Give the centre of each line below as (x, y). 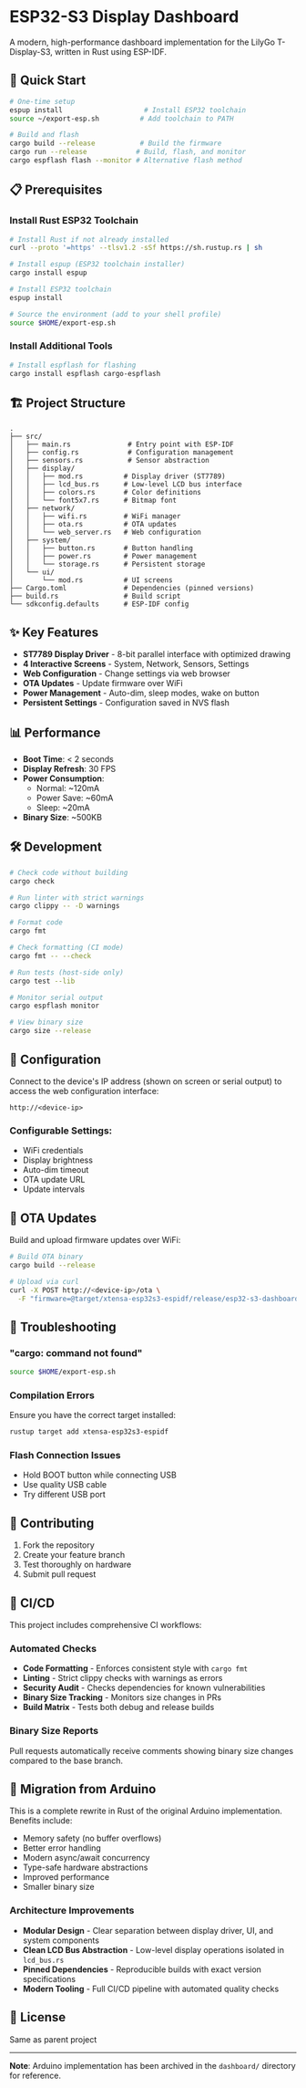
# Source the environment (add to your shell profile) (116, 314)
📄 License (38, 2017)
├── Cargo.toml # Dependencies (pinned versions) (132, 589)
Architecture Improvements (72, 1911)
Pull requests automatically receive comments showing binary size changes (152, 1750)
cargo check (32, 881)
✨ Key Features (54, 632)
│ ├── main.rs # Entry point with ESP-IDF (122, 444)
